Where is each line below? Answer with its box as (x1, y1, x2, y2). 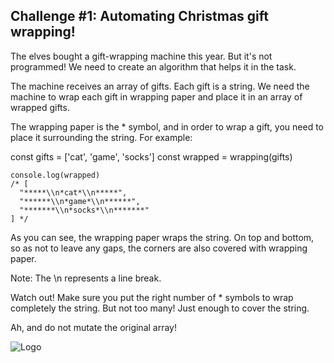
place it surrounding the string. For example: (10, 131, 193, 143)
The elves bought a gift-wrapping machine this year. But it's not (10, 50, 273, 62)
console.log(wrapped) (10, 170, 101, 180)
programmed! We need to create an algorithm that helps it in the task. (10, 60, 297, 73)
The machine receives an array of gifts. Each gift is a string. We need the (10, 80, 310, 92)
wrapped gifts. (10, 101, 70, 113)
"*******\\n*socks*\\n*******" (19, 205, 150, 215)
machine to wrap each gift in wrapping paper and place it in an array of (10, 90, 303, 103)
